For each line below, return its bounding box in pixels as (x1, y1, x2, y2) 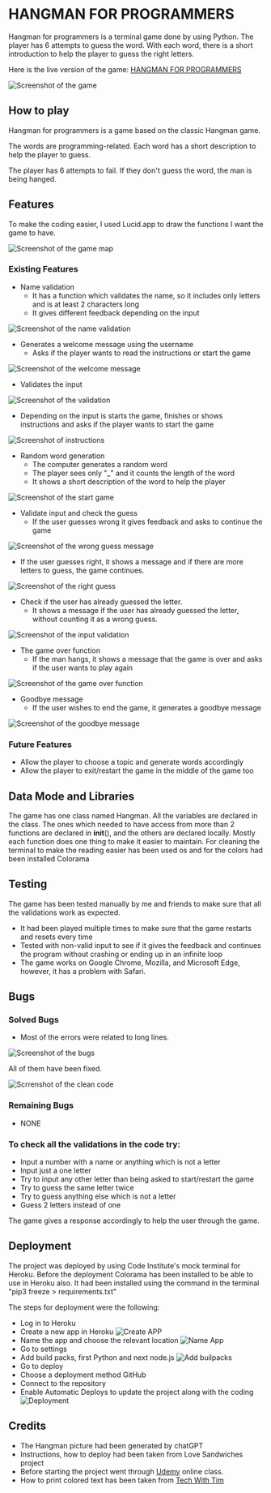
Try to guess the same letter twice (19, 1183, 135, 1193)
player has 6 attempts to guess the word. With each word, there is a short (8, 40, 253, 49)
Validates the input (19, 379, 83, 389)
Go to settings (19, 1344, 67, 1354)
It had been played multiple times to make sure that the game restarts (19, 923, 252, 933)
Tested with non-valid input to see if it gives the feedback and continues (19, 940, 261, 950)
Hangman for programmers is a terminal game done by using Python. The (8, 32, 254, 41)
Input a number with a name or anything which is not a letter (19, 1157, 221, 1167)
